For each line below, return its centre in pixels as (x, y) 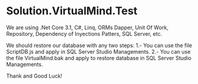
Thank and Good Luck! (34, 76)
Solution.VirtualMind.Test (72, 11)
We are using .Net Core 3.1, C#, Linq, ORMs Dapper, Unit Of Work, (87, 27)
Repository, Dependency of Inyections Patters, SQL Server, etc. (84, 33)
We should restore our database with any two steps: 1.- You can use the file (99, 45)
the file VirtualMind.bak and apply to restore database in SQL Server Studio (99, 58)
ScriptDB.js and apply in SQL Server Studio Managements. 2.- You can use (98, 51)
